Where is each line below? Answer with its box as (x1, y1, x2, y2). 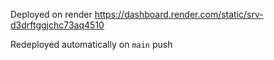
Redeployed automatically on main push (10, 39, 173, 50)
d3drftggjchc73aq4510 (10, 19, 105, 31)
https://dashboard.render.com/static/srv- (94, 9, 264, 20)
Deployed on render (10, 9, 93, 20)
